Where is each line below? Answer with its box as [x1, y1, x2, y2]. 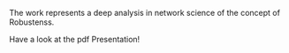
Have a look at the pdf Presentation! [9, 34, 141, 44]
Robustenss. [9, 17, 55, 27]
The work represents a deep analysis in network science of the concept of [9, 8, 281, 18]
